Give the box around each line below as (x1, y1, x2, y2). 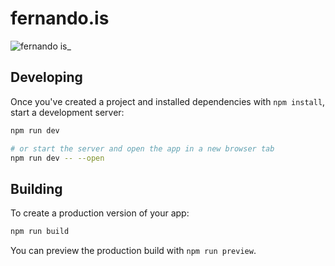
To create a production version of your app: (10, 207, 190, 219)
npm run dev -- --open (10, 153, 105, 163)
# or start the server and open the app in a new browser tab (10, 143, 275, 154)
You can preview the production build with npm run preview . (10, 245, 257, 257)
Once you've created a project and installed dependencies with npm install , (10, 95, 326, 107)
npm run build (10, 227, 70, 237)
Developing (10, 69, 83, 86)
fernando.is (10, 7, 110, 30)
